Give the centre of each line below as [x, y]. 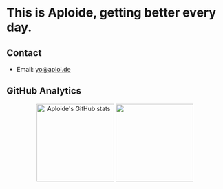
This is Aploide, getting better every [111, 13]
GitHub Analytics [44, 91]
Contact [24, 53]
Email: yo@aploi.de [43, 69]
